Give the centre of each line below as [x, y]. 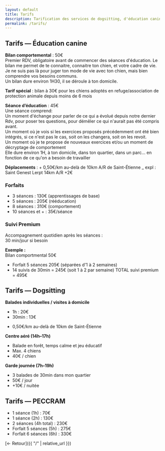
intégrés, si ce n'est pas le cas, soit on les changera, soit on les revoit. [76, 137]
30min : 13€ [24, 317]
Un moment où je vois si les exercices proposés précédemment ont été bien [82, 132]
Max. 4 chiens [27, 351]
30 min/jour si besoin [27, 240]
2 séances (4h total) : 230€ [40, 423]
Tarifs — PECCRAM [35, 401]
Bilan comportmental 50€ [31, 255]
